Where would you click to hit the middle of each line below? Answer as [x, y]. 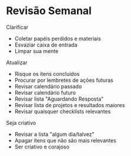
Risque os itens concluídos [47, 74]
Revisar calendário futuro [45, 92]
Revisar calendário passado [48, 86]
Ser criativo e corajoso [42, 147]
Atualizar [17, 62]
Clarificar [17, 27]
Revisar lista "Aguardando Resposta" [59, 99]
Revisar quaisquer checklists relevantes [63, 111]
